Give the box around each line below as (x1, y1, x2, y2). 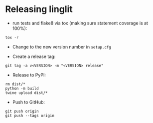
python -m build (5, 86, 39, 91)
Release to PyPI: (12, 71, 46, 78)
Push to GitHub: (12, 99, 45, 105)
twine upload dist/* (5, 90, 48, 95)
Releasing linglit (5, 3, 73, 15)
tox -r (5, 35, 19, 40)
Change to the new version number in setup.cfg (12, 43, 111, 49)
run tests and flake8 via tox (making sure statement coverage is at (12, 20, 149, 26)
